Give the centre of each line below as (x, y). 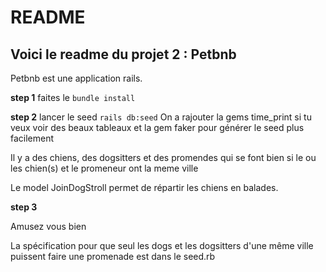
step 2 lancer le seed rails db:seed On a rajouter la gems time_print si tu (161, 117)
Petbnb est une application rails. (76, 78)
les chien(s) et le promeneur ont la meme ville (104, 168)
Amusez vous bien (48, 226)
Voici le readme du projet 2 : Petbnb (123, 54)
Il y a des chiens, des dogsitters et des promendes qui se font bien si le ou (163, 157)
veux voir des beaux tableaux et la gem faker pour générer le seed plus (157, 127)
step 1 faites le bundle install (73, 97)
